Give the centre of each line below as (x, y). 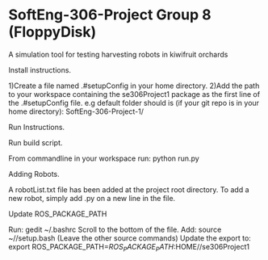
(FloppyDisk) (52, 32)
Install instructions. (40, 69)
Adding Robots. (34, 174)
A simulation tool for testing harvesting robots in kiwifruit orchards (118, 54)
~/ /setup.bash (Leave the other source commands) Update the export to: (130, 238)
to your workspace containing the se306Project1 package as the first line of (134, 94)
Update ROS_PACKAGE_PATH (58, 214)
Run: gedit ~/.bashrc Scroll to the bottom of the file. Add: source (115, 229)
